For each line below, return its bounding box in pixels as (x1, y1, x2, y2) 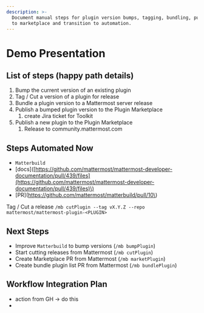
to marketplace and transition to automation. (12, 20, 132, 26)
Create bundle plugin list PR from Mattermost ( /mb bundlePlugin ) (15, 262, 177, 269)
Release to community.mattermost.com (24, 125, 123, 132)
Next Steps (6, 226, 49, 236)
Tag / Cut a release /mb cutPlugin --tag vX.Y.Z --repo (6, 203, 145, 210)
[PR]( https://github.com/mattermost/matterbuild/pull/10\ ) (15, 191, 158, 199)
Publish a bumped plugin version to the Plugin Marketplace (15, 106, 163, 113)
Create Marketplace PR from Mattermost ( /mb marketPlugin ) (15, 255, 166, 262)
